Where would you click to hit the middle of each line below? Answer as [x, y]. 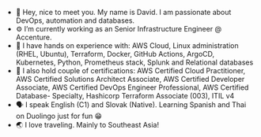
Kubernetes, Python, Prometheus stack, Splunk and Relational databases [134, 62]
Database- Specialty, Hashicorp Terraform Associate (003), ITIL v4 [125, 96]
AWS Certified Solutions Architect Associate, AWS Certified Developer [130, 79]
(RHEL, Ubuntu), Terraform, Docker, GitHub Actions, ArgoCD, [115, 54]
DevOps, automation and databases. [75, 20]
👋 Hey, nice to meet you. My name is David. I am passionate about [123, 12]
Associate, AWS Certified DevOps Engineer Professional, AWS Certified [132, 87]
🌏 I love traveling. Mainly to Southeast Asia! [87, 125]
